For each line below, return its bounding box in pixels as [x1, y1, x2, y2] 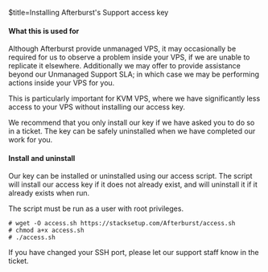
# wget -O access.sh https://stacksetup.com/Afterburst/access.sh [8, 220, 236, 228]
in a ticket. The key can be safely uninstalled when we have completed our [8, 126, 256, 136]
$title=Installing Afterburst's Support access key [8, 8, 169, 17]
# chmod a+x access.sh [8, 226, 85, 235]
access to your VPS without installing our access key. [8, 102, 186, 112]
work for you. [8, 135, 53, 145]
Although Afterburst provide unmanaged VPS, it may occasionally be [8, 44, 237, 54]
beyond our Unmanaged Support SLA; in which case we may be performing [8, 69, 260, 80]
